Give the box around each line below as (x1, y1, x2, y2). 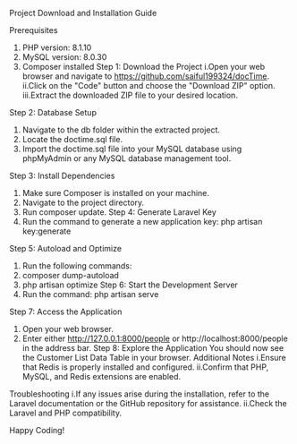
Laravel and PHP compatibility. (9, 407, 123, 418)
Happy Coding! (9, 425, 65, 435)
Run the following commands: (21, 260, 132, 271)
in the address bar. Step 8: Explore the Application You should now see (21, 343, 284, 353)
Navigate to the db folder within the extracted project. (21, 124, 221, 135)
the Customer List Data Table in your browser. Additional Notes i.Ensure (21, 353, 286, 363)
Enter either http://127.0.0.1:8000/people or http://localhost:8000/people (21, 333, 288, 344)
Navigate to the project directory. (21, 197, 145, 208)
